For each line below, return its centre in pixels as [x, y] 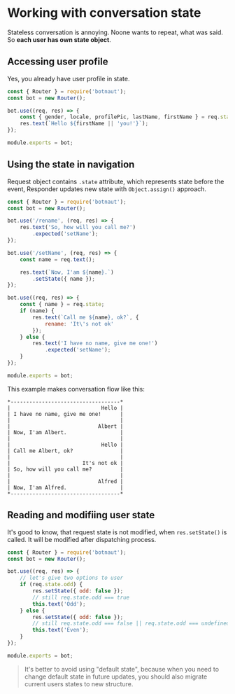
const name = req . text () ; [58, 259]
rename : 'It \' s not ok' [79, 324]
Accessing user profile [58, 62]
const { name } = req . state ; [62, 305]
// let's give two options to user [72, 578]
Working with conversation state [104, 13]
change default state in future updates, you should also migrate [116, 676]
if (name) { [37, 311]
